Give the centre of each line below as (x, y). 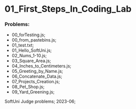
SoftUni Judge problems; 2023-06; (40, 102)
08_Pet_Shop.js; (28, 87)
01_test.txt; (23, 45)
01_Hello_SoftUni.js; (32, 50)
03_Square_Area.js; (31, 61)
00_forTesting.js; (28, 35)
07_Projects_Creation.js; (36, 82)
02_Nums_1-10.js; (29, 56)
